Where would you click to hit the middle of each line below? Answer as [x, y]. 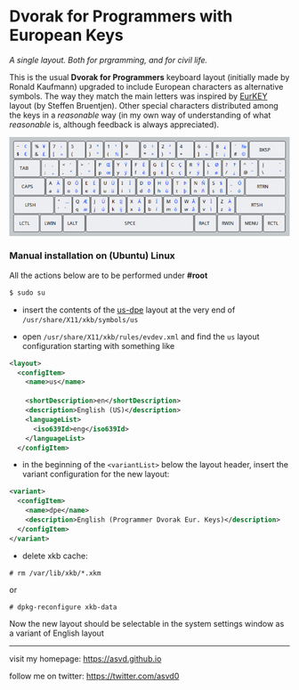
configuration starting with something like [98, 345]
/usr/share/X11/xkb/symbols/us [80, 320]
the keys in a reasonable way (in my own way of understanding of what [140, 115]
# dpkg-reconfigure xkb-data [63, 607]
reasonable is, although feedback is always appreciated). [114, 124]
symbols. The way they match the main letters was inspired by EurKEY [138, 96]
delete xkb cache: [55, 556]
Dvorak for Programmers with [121, 16]
